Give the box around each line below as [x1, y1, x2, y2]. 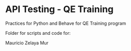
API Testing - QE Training [5, 4, 114, 15]
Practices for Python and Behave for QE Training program [5, 20, 126, 26]
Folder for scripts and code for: [5, 30, 71, 36]
